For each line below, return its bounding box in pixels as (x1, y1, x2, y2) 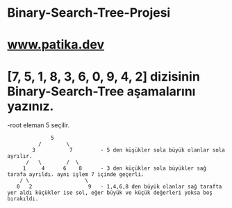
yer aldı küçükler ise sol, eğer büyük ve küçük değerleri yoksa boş (7, 189, 213, 196)
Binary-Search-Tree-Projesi (7, 5, 171, 21)
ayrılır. (7, 153, 33, 160)
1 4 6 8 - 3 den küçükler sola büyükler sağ (22, 165, 207, 172)
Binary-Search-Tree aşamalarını (7, 83, 196, 99)
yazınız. (7, 98, 54, 114)
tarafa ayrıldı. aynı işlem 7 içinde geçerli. (7, 171, 144, 178)
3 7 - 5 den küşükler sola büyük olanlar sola (32, 147, 226, 154)
